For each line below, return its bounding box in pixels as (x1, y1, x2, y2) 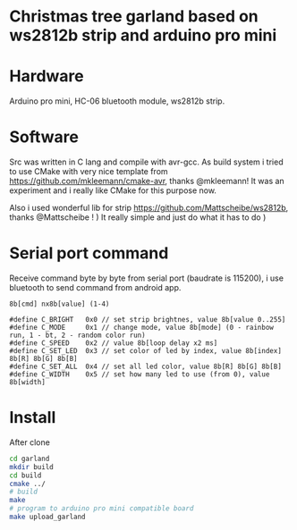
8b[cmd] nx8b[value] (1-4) (9, 299, 110, 308)
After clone (9, 436, 51, 448)
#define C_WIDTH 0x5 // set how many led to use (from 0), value (9, 370, 270, 379)
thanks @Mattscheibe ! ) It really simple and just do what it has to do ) (9, 212, 267, 223)
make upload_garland (9, 512, 87, 522)
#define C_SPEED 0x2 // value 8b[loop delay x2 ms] (9, 339, 218, 348)
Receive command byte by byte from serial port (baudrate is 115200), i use (9, 273, 284, 283)
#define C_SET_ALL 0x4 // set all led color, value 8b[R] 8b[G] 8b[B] (9, 362, 282, 371)
